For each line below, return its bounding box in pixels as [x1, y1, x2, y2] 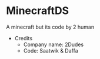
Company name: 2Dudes [23, 41, 84, 48]
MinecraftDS [6, 4, 69, 18]
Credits [14, 34, 33, 41]
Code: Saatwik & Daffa [23, 47, 78, 54]
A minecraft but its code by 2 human [6, 23, 95, 30]
